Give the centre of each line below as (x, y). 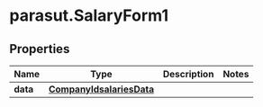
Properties (40, 49)
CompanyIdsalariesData (101, 89)
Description (188, 74)
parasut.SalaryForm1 (89, 16)
